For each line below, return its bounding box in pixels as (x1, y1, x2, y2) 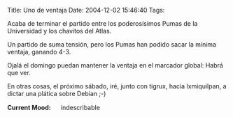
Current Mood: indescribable (7, 104, 100, 111)
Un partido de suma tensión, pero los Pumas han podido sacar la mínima (7, 40, 217, 48)
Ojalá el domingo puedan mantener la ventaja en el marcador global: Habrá (7, 61, 224, 69)
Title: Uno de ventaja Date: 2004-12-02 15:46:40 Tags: (7, 6, 165, 14)
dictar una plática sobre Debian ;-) (7, 90, 106, 97)
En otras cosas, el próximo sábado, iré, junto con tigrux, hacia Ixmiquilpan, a (7, 82, 227, 90)
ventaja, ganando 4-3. (7, 48, 71, 56)
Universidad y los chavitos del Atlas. (7, 27, 112, 35)
